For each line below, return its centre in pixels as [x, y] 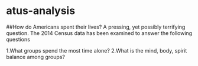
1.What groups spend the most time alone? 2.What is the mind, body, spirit [97, 50]
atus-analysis [41, 11]
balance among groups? [35, 57]
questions [18, 39]
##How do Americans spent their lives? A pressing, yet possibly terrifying [96, 27]
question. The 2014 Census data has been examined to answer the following [99, 33]
